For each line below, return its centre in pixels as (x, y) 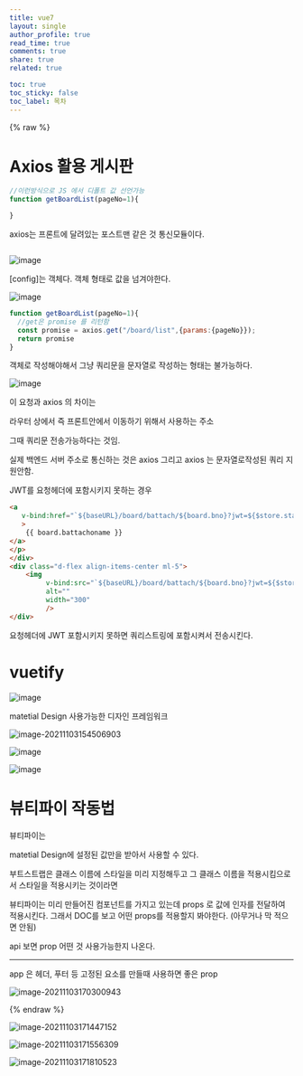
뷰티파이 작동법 (62, 808)
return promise (46, 339)
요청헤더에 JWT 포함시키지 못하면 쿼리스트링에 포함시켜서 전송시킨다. (131, 635)
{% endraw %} (37, 1009)
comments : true (38, 52)
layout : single (38, 26)
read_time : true (40, 43)
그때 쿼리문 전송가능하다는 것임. (65, 440)
